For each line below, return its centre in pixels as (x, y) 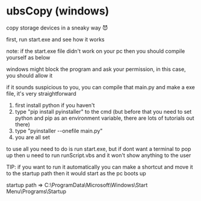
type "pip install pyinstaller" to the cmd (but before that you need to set (103, 111)
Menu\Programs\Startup (36, 191)
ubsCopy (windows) (58, 11)
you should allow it (29, 75)
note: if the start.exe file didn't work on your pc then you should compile (96, 51)
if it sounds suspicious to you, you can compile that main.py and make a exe (101, 87)
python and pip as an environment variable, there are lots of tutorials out (104, 118)
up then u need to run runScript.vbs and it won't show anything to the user (99, 155)
